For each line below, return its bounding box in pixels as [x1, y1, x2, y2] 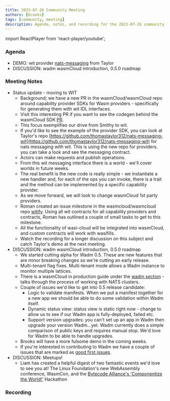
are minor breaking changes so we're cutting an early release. [20, 257, 150, 263]
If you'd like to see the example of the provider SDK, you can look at [20, 127, 163, 133]
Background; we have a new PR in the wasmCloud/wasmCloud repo [20, 95, 162, 101]
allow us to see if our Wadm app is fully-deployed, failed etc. [27, 311, 155, 317]
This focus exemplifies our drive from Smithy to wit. [20, 122, 128, 128]
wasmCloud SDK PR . [20, 117, 64, 123]
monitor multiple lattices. [20, 268, 72, 274]
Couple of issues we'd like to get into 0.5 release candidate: [20, 284, 146, 290]
